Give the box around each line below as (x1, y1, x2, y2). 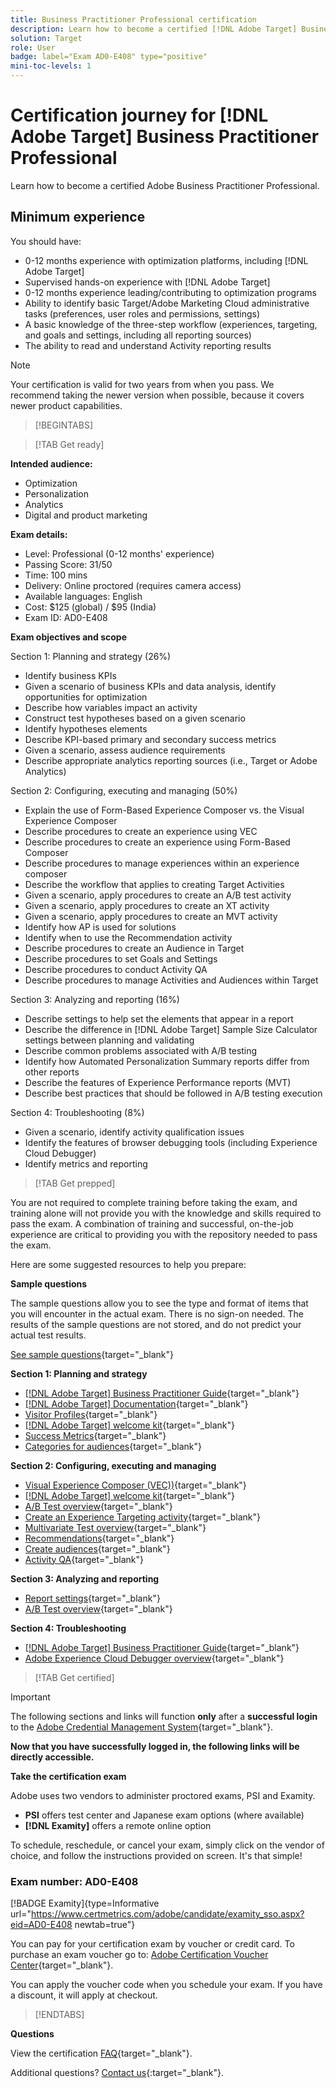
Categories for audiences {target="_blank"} (24, 1440, 202, 1452)
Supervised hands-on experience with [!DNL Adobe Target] (24, 276, 271, 288)
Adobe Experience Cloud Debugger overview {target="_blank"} (24, 1652, 285, 1664)
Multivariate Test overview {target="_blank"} (24, 1521, 207, 1533)
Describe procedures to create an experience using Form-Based (24, 836, 291, 848)
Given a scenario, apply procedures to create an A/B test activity (24, 889, 292, 901)
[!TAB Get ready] (34, 438, 105, 450)
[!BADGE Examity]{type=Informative (10, 1897, 160, 1910)
